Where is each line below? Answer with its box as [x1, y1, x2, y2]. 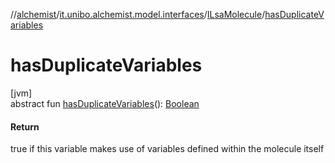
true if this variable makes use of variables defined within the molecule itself [10, 143, 325, 155]
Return [10, 120, 40, 133]
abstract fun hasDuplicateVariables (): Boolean [10, 97, 200, 109]
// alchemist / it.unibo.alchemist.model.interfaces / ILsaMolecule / [10, 9, 266, 20]
